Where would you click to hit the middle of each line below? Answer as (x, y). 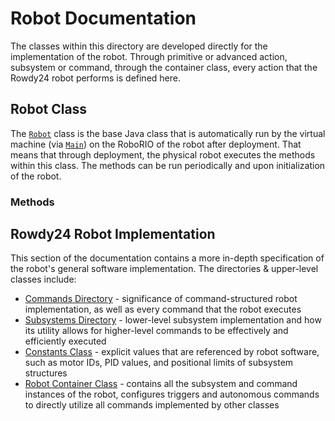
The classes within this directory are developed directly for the (139, 46)
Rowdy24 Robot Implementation (113, 234)
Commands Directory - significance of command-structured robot (161, 299)
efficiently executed (65, 341)
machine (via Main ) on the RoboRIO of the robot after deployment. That (156, 144)
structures (46, 373)
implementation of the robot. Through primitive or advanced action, (149, 56)
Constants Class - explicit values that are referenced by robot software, (172, 352)
